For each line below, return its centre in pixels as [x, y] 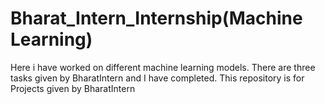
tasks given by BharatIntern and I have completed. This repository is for [157, 78]
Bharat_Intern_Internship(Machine [156, 18]
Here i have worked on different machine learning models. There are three [163, 67]
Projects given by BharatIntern [73, 88]
